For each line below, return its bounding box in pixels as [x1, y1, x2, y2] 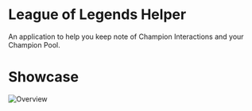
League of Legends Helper [8, 6, 187, 24]
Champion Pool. [8, 40, 61, 49]
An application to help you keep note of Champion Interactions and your [8, 32, 244, 41]
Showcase [8, 68, 79, 86]
